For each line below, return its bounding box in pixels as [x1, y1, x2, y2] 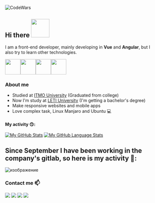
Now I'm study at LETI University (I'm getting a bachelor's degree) [12, 98, 146, 103]
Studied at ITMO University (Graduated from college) [12, 92, 119, 98]
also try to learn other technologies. [5, 49, 77, 55]
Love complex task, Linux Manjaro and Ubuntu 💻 [12, 108, 111, 114]
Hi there [5, 31, 30, 39]
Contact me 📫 [5, 179, 40, 186]
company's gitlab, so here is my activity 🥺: [5, 154, 137, 162]
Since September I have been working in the [5, 146, 142, 154]
